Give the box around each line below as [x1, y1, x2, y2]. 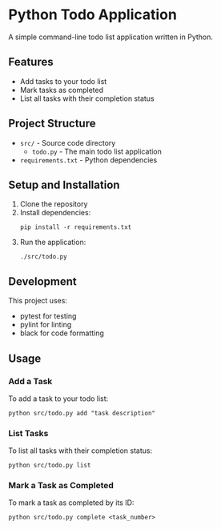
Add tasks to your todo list [19, 76, 107, 86]
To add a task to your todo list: [8, 394, 109, 403]
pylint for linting [19, 320, 72, 330]
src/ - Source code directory [19, 138, 116, 147]
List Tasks [8, 427, 49, 439]
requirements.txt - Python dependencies [19, 154, 158, 165]
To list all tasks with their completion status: [8, 446, 153, 455]
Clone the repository [19, 199, 88, 209]
